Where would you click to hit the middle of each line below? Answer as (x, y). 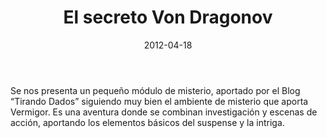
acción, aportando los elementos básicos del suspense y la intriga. (147, 122)
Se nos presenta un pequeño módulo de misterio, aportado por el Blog (155, 90)
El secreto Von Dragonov (168, 17)
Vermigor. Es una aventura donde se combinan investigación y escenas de (164, 112)
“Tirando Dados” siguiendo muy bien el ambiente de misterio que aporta (159, 101)
